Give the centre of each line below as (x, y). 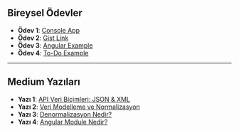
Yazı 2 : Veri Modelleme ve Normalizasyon (79, 107)
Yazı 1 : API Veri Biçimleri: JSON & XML (74, 99)
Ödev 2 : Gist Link (43, 38)
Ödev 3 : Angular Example (55, 45)
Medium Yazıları (44, 82)
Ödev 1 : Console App (49, 30)
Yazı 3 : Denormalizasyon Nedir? (65, 114)
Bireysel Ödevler (45, 13)
